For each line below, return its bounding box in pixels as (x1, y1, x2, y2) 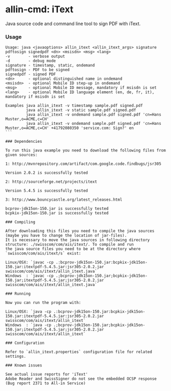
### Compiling (5, 220, 36, 225)
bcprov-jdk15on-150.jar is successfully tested (5, 206, 109, 211)
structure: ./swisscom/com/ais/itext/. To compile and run (5, 242, 134, 247)
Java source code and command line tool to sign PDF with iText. (5, 20, 141, 27)
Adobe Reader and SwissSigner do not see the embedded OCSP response (5, 376, 157, 382)
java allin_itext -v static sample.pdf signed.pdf (26, 107, 137, 113)
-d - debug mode (5, 58, 56, 63)
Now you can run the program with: (5, 300, 81, 306)
